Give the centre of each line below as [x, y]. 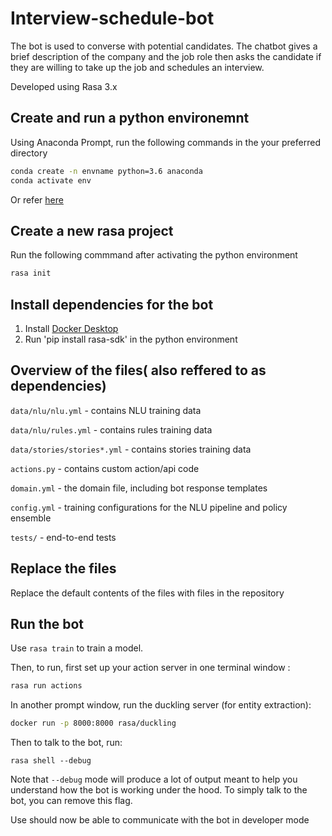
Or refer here [37, 199]
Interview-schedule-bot [112, 18]
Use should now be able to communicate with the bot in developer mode [160, 820]
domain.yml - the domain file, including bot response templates [139, 488]
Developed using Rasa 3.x [64, 86]
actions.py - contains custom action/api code [105, 468]
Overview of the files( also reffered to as [138, 370]
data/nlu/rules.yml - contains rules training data [111, 429]
